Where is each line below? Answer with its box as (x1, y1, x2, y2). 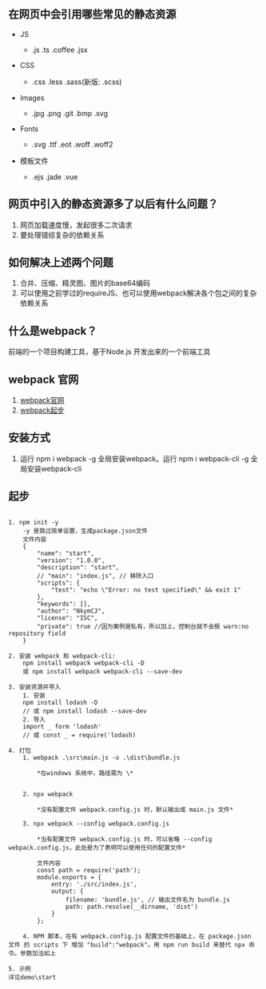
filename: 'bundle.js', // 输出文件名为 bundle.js (65, 895, 230, 903)
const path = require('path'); (37, 866, 141, 874)
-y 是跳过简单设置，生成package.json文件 (22, 527, 148, 535)
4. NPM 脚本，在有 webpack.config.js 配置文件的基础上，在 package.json (22, 932, 252, 940)
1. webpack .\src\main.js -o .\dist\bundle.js (22, 754, 181, 762)
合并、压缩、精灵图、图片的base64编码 (19, 279, 150, 288)
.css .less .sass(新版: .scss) (31, 77, 122, 86)
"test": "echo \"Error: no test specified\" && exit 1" (50, 585, 241, 594)
